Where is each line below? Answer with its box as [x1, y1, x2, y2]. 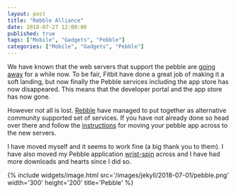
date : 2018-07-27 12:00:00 [7, 23, 87, 30]
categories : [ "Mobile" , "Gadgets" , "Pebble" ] [7, 43, 144, 50]
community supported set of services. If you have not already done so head [7, 114, 229, 122]
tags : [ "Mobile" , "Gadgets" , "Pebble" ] [7, 37, 125, 44]
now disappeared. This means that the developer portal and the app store [7, 85, 223, 93]
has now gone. [7, 92, 51, 101]
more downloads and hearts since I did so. [7, 157, 132, 166]
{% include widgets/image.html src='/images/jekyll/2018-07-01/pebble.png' [7, 171, 229, 179]
